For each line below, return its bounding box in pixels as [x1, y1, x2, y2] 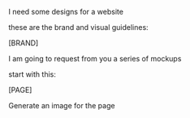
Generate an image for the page [8, 101, 115, 110]
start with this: [8, 70, 57, 79]
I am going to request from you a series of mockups [8, 54, 182, 63]
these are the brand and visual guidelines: [8, 23, 149, 32]
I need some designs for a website [8, 7, 124, 16]
